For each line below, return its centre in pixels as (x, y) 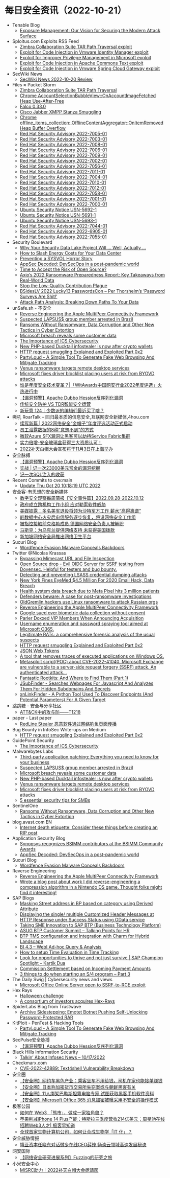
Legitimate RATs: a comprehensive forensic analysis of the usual (87, 634)
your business (34, 762)
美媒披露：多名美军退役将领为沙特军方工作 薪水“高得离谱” (80, 511)
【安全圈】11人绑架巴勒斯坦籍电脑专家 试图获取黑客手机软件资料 (87, 1093)
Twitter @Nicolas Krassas (39, 553)
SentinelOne (25, 805)
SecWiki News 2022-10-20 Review (56, 79)
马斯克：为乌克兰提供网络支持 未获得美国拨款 (67, 530)
